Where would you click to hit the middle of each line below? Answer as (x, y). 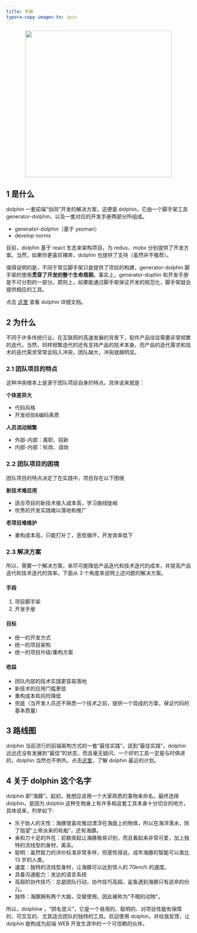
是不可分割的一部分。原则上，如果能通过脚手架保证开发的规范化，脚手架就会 (98, 282)
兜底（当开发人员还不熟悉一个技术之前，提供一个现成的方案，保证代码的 (102, 703)
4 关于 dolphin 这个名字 (49, 781)
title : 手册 (20, 11)
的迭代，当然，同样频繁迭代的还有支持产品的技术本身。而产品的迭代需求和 (96, 345)
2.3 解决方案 (24, 552)
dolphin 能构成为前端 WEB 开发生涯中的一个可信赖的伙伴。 (77, 924)
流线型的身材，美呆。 (51, 845)
